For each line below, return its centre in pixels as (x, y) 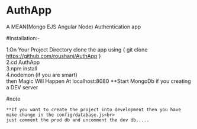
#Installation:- (23, 38)
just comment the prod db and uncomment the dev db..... (78, 120)
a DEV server (22, 87)
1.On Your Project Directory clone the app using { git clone (77, 49)
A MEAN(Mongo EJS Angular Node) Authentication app (74, 27)
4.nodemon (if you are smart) (42, 75)
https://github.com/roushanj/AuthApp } (54, 56)
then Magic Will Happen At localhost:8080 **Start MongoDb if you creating (98, 81)
